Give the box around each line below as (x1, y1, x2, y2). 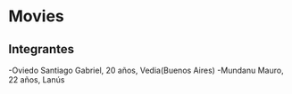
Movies (8, 6, 64, 27)
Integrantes (8, 42, 75, 57)
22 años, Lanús (8, 74, 65, 85)
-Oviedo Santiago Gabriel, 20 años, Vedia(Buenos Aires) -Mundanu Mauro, (8, 65, 284, 75)
